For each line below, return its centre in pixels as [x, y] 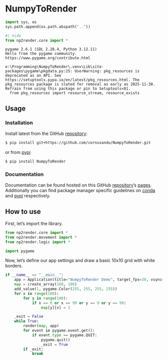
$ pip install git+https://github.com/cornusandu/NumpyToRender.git [78, 143]
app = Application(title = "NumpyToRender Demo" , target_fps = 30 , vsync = [89, 280]
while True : [26, 321]
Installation [19, 122]
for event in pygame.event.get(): [59, 330]
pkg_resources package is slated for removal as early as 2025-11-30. [80, 84]
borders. [14, 266]
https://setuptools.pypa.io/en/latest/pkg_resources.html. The [72, 80]
